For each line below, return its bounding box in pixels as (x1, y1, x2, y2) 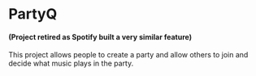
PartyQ (8, 5, 58, 23)
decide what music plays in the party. (8, 58, 134, 69)
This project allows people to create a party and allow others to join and (8, 50, 249, 60)
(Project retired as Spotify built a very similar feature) (8, 32, 193, 41)
